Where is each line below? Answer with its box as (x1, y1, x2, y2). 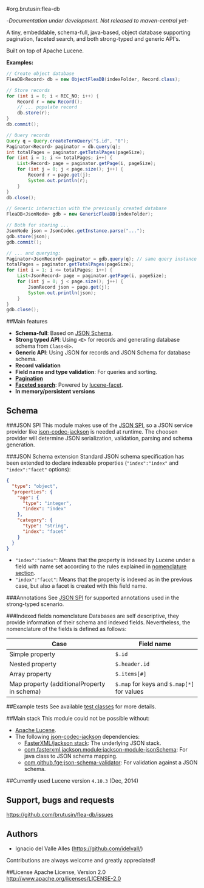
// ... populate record (17, 104, 78, 110)
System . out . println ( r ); (28, 177, 88, 183)
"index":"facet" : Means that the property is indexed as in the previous (15, 576, 193, 583)
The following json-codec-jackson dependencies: (15, 733, 140, 741)
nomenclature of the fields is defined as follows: (6, 625, 127, 633)
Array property (9, 670, 52, 678)
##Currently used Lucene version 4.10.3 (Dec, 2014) (6, 777, 138, 784)
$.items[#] (115, 671, 147, 678)
